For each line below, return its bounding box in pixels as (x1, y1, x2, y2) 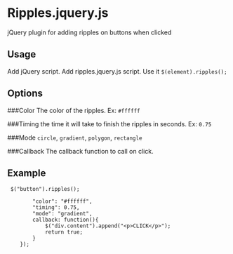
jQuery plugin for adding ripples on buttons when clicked (7, 28, 172, 36)
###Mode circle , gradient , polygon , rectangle (7, 133, 142, 142)
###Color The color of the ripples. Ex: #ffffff (7, 106, 140, 114)
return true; (44, 229, 83, 236)
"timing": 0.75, (32, 204, 80, 211)
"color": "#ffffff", (32, 198, 93, 205)
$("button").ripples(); (10, 186, 80, 193)
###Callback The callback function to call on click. (7, 147, 154, 155)
